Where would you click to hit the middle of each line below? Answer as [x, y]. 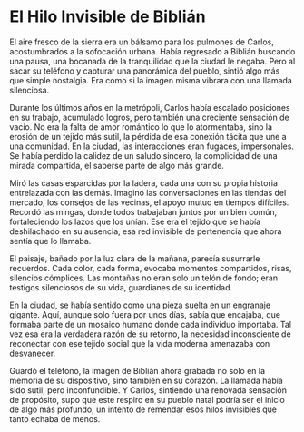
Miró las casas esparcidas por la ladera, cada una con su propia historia [144, 182]
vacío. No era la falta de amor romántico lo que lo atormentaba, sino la [141, 127]
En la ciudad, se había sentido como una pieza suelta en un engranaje [140, 305]
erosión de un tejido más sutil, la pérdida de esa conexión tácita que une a [148, 136]
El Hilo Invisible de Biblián [108, 17]
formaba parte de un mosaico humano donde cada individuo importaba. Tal [151, 324]
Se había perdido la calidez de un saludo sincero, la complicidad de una [144, 155]
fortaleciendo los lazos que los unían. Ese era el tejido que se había [135, 221]
